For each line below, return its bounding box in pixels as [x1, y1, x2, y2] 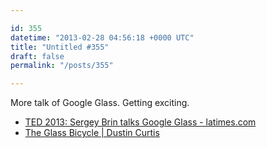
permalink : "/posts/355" [10, 61, 114, 71]
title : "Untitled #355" [10, 42, 110, 52]
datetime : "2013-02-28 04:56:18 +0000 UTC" [10, 32, 195, 43]
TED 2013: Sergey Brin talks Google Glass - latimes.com [24, 116, 257, 128]
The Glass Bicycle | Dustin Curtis [24, 127, 160, 139]
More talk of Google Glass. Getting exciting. [10, 97, 190, 109]
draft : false [10, 51, 65, 61]
